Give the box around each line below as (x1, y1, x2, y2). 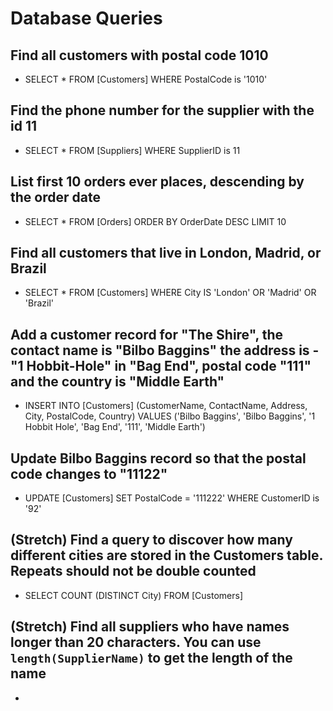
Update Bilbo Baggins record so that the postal (10, 450, 307, 467)
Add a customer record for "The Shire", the (10, 326, 284, 343)
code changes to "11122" (10, 465, 168, 482)
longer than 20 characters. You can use (10, 634, 262, 651)
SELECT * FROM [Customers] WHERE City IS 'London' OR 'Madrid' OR (24, 287, 317, 299)
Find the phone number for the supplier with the (10, 102, 315, 119)
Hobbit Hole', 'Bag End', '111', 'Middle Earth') (24, 421, 206, 433)
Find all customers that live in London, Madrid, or (10, 245, 322, 262)
